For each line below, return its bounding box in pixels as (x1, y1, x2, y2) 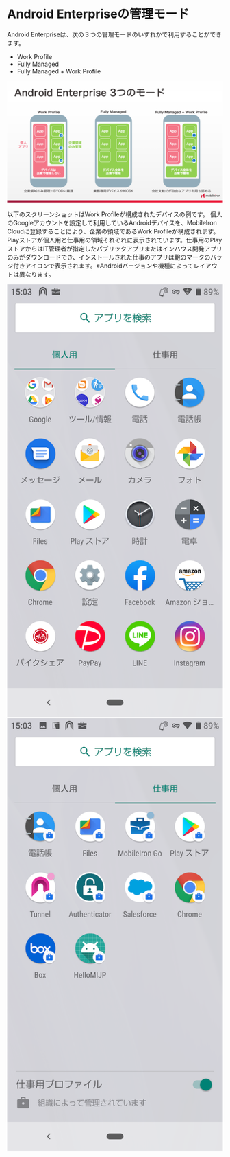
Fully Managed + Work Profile (16, 67, 101, 76)
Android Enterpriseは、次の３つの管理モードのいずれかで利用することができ (7, 30, 222, 38)
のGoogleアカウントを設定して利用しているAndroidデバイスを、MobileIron (7, 219, 218, 227)
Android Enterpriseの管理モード (7, 6, 190, 22)
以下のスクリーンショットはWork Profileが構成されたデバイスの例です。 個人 (7, 210, 222, 218)
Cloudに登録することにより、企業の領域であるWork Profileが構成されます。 (7, 227, 220, 236)
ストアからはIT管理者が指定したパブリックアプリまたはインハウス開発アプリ (7, 244, 222, 253)
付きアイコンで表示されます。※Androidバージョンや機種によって (12, 262, 194, 270)
